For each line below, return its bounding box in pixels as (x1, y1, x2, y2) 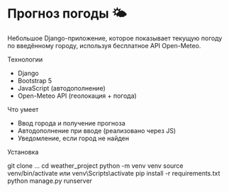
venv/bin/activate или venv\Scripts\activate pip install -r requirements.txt (7, 169, 220, 177)
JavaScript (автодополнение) (17, 84, 106, 92)
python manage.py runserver (7, 176, 92, 185)
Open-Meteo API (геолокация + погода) (17, 91, 137, 100)
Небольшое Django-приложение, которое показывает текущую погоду (7, 33, 223, 43)
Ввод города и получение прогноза (17, 118, 125, 128)
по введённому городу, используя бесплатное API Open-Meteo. (7, 41, 201, 50)
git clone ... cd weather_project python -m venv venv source (7, 161, 184, 170)
